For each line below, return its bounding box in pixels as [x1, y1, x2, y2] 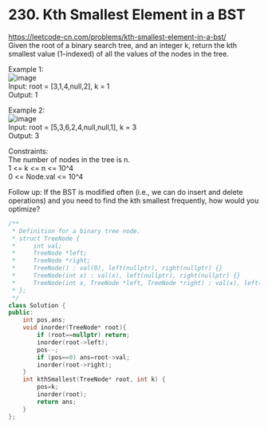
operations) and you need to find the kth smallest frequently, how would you [8, 196, 259, 205]
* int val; [11, 242, 62, 250]
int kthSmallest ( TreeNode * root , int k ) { [22, 375, 166, 384]
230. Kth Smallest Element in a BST [8, 6, 246, 24]
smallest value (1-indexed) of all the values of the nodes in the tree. [8, 49, 229, 58]
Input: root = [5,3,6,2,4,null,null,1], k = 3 [8, 122, 137, 132]
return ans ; [37, 398, 77, 406]
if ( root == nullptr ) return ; [37, 331, 130, 339]
